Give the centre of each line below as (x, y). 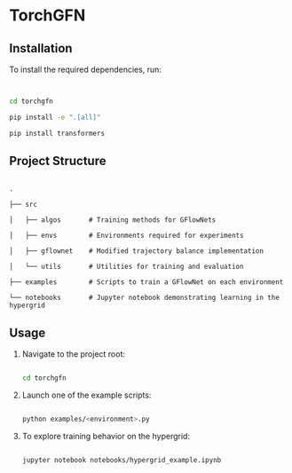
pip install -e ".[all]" (55, 117)
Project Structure (58, 161)
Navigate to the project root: (74, 354)
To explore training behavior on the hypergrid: (106, 436)
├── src (24, 205)
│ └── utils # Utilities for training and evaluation (126, 267)
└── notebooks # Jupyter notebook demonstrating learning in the (144, 298)
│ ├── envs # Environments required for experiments (126, 236)
